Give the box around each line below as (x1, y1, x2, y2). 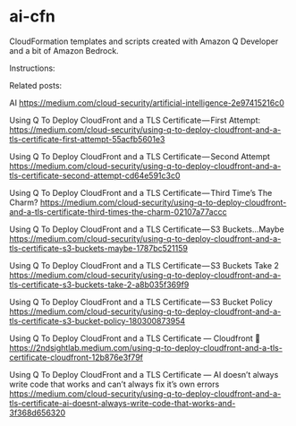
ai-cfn (9, 6, 55, 27)
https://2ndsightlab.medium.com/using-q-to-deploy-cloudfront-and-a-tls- (9, 342, 283, 353)
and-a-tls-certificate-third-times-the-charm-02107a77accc (9, 206, 227, 217)
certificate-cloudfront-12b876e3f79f (9, 352, 143, 362)
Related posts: (9, 80, 63, 90)
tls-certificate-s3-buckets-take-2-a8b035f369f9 (9, 279, 190, 290)
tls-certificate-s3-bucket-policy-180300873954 (9, 315, 186, 326)
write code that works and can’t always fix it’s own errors (9, 379, 220, 389)
